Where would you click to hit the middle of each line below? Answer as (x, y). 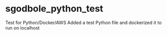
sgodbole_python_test (54, 9)
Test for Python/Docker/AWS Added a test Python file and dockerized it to (83, 22)
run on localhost (23, 27)
